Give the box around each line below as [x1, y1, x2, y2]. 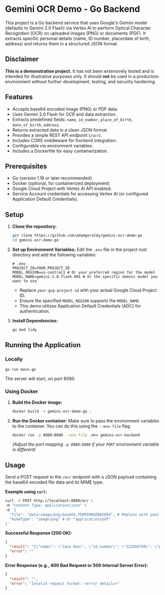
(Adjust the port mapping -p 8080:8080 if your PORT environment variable [12, 441, 160, 447]
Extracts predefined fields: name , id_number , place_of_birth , [12, 116, 133, 122]
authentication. [19, 308, 50, 314]
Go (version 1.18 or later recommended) [12, 175, 92, 181]
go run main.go [5, 367, 36, 372]
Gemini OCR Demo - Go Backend [5, 3, 140, 15]
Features [5, 93, 33, 102]
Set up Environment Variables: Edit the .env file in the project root [12, 246, 147, 252]
